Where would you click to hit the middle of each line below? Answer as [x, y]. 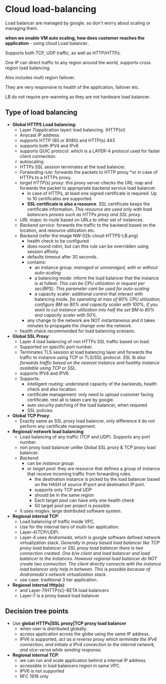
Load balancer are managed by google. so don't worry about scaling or [78, 23]
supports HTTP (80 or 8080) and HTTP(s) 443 [67, 140]
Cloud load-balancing [51, 9]
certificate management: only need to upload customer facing [90, 394]
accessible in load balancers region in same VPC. [70, 666]
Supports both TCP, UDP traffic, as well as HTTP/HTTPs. [63, 53]
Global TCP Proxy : [31, 415]
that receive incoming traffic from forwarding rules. [79, 474]
